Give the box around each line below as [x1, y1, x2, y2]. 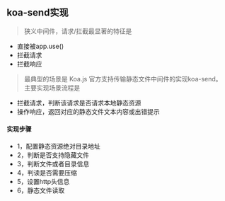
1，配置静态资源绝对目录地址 [16, 142, 100, 151]
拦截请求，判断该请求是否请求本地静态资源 [16, 98, 142, 107]
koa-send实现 [6, 6, 69, 19]
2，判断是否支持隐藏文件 [16, 151, 90, 159]
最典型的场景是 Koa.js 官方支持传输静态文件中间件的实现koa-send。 [23, 74, 222, 83]
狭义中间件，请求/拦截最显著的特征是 [23, 27, 132, 35]
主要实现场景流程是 [23, 84, 81, 92]
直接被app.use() [16, 42, 64, 50]
